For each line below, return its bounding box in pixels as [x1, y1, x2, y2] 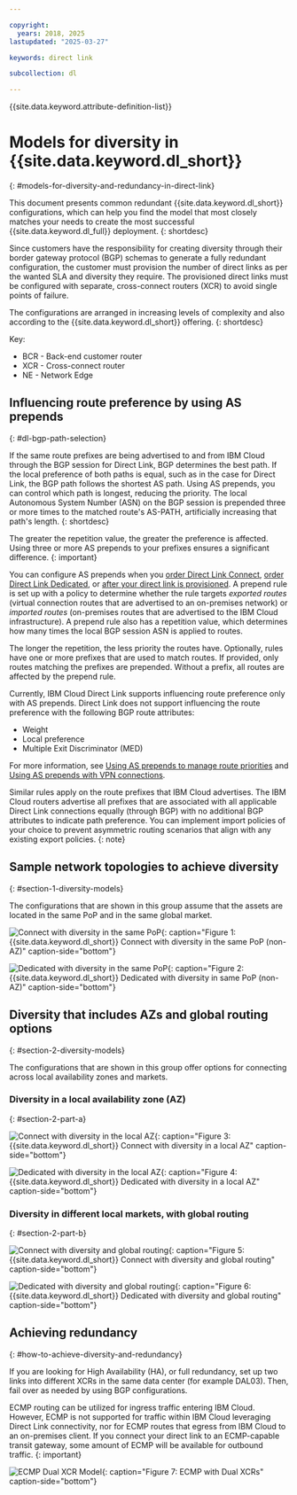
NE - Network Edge [21, 370, 94, 381]
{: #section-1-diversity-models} [9, 883, 124, 893]
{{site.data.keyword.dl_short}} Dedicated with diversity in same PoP [9, 972, 257, 983]
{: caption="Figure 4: [160, 1166, 238, 1177]
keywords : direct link [9, 53, 93, 62]
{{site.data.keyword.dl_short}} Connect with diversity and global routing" [9, 1255, 275, 1265]
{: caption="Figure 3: [154, 1131, 231, 1141]
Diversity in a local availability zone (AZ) [9, 1094, 186, 1106]
